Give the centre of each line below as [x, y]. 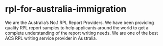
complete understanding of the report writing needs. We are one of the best [81, 33]
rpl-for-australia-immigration [66, 9]
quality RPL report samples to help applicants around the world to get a [77, 27]
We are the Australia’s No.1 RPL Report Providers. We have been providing [80, 23]
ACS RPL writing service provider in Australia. [51, 38]
